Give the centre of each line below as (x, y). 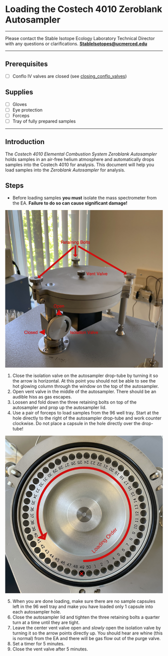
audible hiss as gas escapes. (42, 396)
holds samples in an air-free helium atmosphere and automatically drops (80, 159)
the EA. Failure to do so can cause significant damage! (70, 203)
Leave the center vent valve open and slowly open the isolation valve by (86, 627)
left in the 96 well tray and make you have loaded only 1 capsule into (83, 606)
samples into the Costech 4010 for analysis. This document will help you (80, 164)
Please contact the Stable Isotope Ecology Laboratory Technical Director (80, 38)
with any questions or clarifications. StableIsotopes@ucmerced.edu (76, 43)
